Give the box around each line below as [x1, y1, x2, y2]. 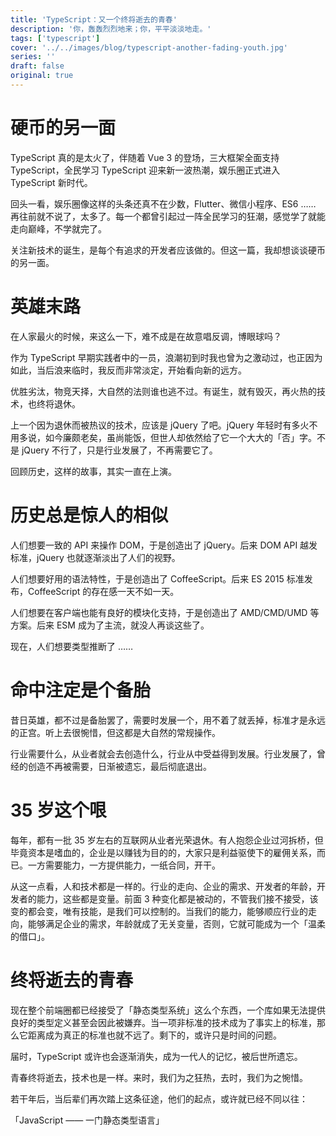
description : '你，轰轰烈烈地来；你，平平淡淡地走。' [10, 24, 212, 34]
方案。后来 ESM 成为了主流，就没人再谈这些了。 [10, 619, 210, 631]
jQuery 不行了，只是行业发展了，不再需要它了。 [21, 444, 218, 456]
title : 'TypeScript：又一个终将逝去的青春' [10, 14, 178, 25]
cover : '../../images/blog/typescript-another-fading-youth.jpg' [10, 42, 288, 53]
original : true [10, 71, 74, 81]
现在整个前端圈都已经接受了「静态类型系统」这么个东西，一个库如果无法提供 [10, 1004, 326, 1016]
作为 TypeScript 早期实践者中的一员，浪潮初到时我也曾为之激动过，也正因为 [10, 351, 323, 363]
